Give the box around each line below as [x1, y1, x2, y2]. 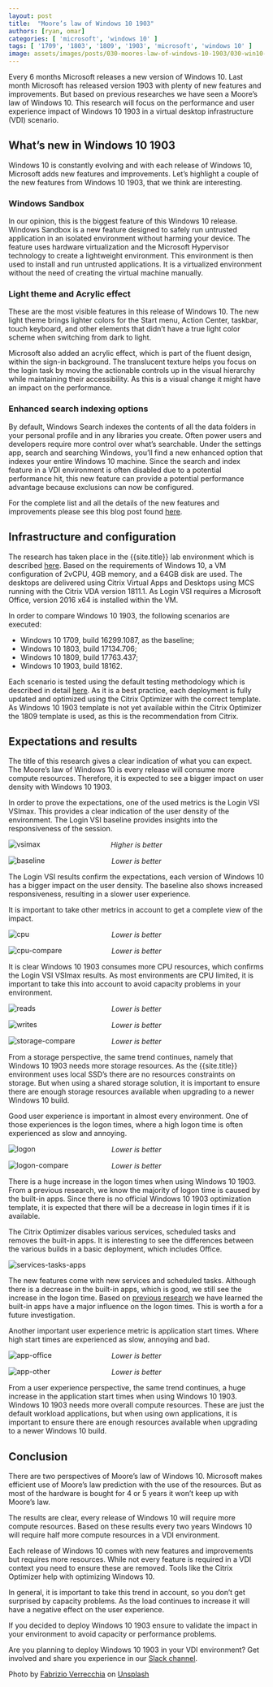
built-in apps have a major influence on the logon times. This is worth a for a [8, 1302, 264, 1312]
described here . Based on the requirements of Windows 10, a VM [8, 560, 227, 570]
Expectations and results [8, 735, 138, 748]
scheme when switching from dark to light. [8, 332, 152, 342]
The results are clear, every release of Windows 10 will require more [8, 1513, 236, 1523]
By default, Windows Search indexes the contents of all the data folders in [8, 422, 256, 432]
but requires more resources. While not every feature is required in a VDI [8, 1555, 252, 1564]
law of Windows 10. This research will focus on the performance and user [8, 98, 255, 107]
